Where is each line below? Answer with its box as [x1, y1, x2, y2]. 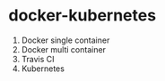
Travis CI [21, 53, 55, 64]
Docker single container [21, 35, 110, 45]
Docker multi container [21, 44, 107, 54]
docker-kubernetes [8, 5, 157, 26]
